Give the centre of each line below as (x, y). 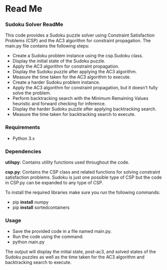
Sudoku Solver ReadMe (34, 25)
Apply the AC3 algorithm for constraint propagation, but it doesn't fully (85, 88)
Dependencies (23, 151)
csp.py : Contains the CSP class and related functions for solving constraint (83, 172)
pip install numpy (30, 202)
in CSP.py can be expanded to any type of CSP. (54, 183)
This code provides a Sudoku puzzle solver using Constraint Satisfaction (80, 35)
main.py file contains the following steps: (47, 46)
